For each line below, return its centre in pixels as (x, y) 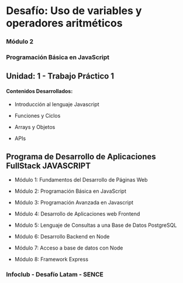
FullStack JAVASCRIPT (49, 166)
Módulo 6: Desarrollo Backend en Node (62, 237)
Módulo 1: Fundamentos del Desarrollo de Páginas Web (81, 180)
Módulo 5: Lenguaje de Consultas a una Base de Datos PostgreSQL (96, 225)
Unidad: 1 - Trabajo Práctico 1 (60, 76)
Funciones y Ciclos (37, 115)
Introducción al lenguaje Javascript (57, 104)
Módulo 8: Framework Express (51, 260)
